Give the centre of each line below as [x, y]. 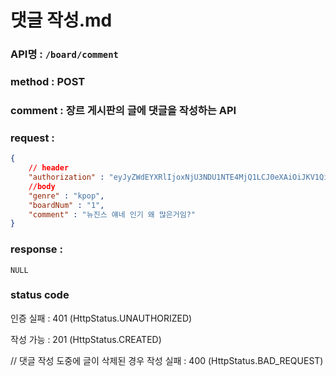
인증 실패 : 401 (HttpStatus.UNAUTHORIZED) [101, 318]
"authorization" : [66, 177]
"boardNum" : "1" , [66, 205]
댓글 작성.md [61, 20]
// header [49, 168]
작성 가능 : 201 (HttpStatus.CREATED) [86, 339]
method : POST [48, 82]
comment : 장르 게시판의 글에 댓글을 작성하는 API [123, 110]
